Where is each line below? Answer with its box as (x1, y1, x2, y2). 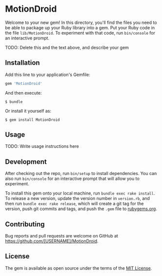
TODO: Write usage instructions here (5, 143, 79, 149)
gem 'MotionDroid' (5, 81, 42, 86)
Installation (5, 59, 40, 67)
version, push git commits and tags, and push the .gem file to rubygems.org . (5, 206, 158, 212)
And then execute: (5, 90, 42, 96)
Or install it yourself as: (5, 108, 51, 114)
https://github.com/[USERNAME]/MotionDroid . (5, 238, 99, 244)
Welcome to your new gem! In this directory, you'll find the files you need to (5, 20, 157, 25)
